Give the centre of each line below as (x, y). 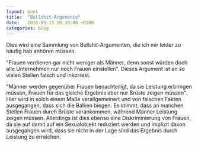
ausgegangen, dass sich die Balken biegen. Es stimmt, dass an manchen (95, 106)
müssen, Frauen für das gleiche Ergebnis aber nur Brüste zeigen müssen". (97, 93)
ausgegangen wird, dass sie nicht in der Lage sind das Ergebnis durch (92, 131)
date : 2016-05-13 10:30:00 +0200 (50, 22)
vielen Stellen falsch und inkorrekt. (48, 75)
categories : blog (28, 28)
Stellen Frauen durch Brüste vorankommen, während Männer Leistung (92, 112)
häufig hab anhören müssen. (41, 51)
